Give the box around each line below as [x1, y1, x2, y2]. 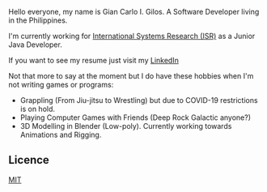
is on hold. [19, 105, 55, 113]
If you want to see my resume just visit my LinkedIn [8, 56, 180, 65]
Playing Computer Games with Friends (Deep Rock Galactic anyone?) [19, 113, 252, 122]
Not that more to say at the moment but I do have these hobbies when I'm [8, 71, 254, 80]
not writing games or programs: [8, 80, 114, 89]
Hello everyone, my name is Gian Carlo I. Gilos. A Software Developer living [8, 7, 260, 16]
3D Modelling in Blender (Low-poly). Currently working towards [19, 122, 232, 130]
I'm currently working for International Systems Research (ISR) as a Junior [8, 32, 256, 41]
